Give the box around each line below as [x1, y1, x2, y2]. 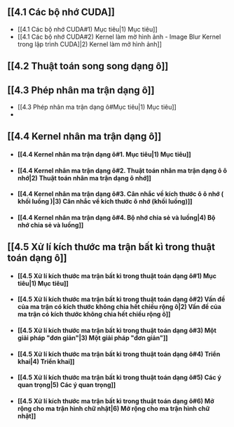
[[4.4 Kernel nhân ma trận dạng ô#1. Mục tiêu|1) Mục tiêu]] [17, 150, 191, 158]
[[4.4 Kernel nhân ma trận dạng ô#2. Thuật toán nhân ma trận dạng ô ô [17, 166, 228, 175]
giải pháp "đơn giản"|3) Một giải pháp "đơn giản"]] [17, 334, 168, 342]
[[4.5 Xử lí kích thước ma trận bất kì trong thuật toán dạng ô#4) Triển [17, 350, 221, 358]
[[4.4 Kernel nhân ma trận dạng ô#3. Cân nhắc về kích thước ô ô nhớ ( [17, 190, 224, 198]
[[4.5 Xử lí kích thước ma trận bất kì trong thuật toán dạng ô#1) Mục [17, 271, 217, 280]
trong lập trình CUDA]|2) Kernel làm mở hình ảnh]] [17, 39, 163, 48]
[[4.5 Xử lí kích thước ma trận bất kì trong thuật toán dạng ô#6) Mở [17, 397, 214, 405]
